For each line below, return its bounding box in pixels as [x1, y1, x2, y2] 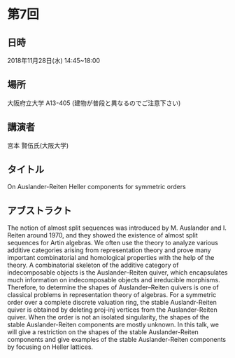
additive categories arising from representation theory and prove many [7, 246, 211, 254]
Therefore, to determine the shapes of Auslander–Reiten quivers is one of [7, 283, 219, 291]
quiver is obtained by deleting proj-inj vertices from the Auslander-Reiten [7, 305, 218, 314]
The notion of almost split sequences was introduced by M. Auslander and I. [7, 223, 227, 232]
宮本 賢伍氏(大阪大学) [7, 141, 69, 149]
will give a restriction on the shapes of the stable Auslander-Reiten [7, 328, 199, 336]
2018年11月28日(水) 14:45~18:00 [7, 57, 100, 64]
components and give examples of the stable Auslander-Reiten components [7, 336, 226, 344]
